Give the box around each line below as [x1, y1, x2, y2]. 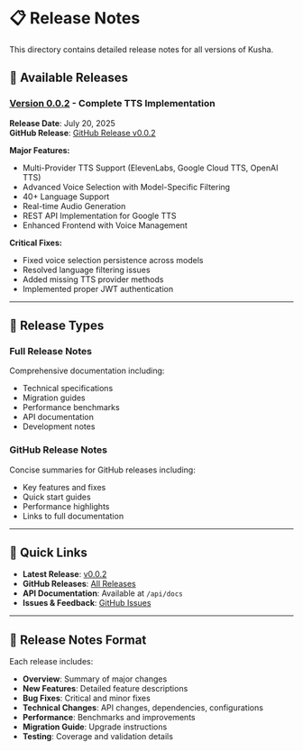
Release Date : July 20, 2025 [9, 117, 115, 128]
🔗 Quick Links [9, 545, 87, 560]
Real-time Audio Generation [22, 200, 126, 211]
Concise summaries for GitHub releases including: [9, 464, 196, 475]
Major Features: [9, 144, 70, 155]
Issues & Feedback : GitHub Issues [22, 598, 151, 609]
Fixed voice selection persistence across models [22, 254, 204, 265]
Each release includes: [9, 656, 94, 667]
